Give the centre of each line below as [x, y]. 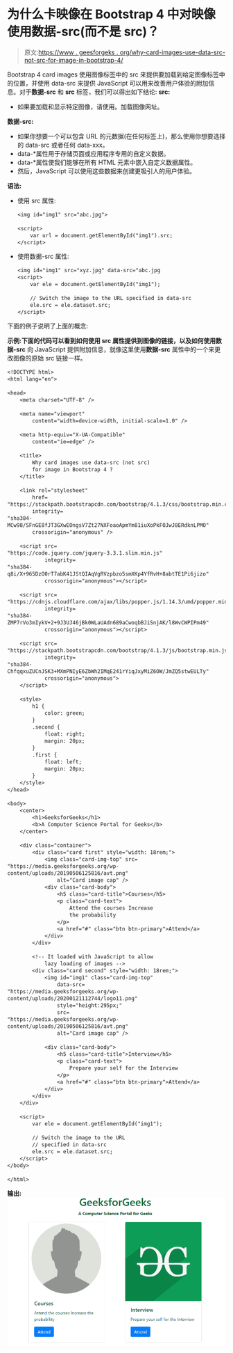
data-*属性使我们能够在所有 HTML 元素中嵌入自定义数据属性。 [107, 162]
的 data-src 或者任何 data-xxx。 [63, 145]
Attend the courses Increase [111, 908]
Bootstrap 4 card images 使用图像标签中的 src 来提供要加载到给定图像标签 [113, 74]
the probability [93, 915]
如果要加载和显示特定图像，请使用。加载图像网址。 [90, 106]
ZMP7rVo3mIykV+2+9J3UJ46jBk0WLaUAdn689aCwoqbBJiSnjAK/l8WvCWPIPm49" [108, 623]
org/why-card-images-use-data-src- [172, 52]
